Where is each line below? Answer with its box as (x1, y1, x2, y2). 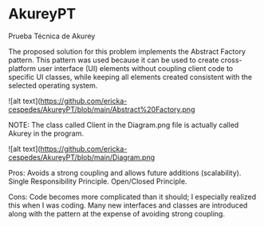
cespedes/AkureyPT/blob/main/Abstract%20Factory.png (8, 105, 195, 114)
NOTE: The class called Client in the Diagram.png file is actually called (8, 120, 239, 129)
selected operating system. (8, 81, 98, 90)
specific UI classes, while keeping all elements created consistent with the (8, 72, 253, 81)
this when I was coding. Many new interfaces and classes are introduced (8, 200, 248, 210)
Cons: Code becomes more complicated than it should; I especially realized (8, 192, 257, 201)
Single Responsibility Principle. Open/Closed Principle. (8, 176, 187, 186)
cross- (220, 55, 242, 65)
